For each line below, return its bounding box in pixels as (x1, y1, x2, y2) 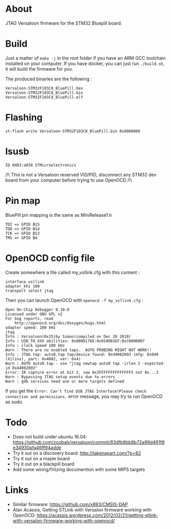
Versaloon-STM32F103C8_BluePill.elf (5, 94, 83, 100)
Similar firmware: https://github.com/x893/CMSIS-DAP (12, 501, 128, 507)
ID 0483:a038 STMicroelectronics (5, 162, 77, 168)
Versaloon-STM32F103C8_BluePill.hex (5, 86, 83, 91)
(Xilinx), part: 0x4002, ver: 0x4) (5, 356, 81, 361)
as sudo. (5, 398, 23, 405)
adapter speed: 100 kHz (5, 325, 56, 330)
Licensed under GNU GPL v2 (5, 311, 63, 317)
